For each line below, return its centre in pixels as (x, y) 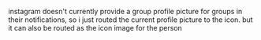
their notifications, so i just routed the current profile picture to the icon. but (131, 20)
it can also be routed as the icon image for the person (95, 28)
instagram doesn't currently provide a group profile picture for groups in (125, 11)
